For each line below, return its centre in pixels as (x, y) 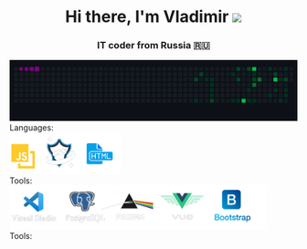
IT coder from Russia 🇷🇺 (153, 46)
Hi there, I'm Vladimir (147, 17)
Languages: (32, 128)
